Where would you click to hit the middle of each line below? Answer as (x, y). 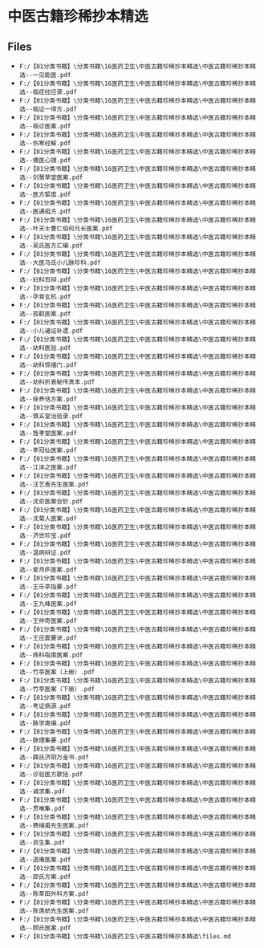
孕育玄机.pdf (52, 297)
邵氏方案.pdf (52, 877)
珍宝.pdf (58, 535)
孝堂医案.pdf (58, 433)
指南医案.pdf (64, 655)
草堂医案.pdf (64, 177)
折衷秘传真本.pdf (70, 382)
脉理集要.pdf (52, 740)
